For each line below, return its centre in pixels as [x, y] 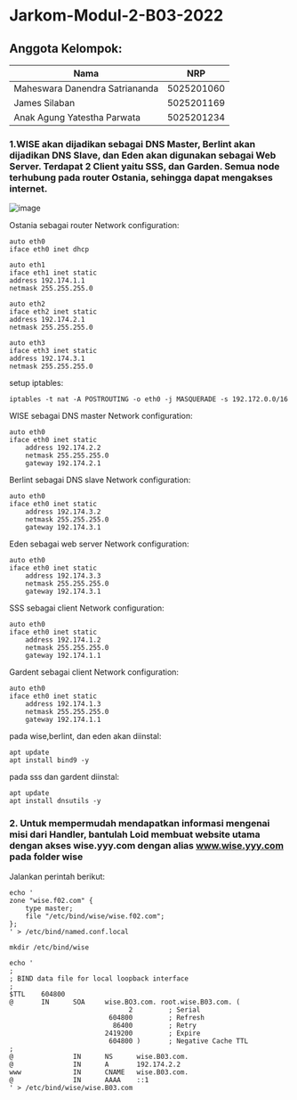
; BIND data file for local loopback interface [99, 978]
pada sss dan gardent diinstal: [64, 777]
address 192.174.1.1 [48, 281]
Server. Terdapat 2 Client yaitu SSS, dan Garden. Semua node [144, 166]
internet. [28, 188]
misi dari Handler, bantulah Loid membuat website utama [135, 834]
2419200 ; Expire [153, 1033]
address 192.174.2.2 [63, 448]
